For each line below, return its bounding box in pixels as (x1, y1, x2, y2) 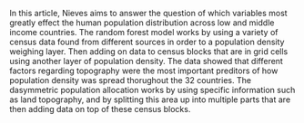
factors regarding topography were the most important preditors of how (9, 65, 279, 76)
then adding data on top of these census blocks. (9, 104, 191, 114)
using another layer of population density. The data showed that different (9, 56, 284, 66)
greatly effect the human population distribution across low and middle (9, 17, 275, 28)
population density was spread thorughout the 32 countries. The (9, 75, 252, 85)
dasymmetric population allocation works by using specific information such (9, 85, 296, 95)
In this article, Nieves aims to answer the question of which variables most (9, 8, 289, 18)
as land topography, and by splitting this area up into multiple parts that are (9, 94, 291, 105)
